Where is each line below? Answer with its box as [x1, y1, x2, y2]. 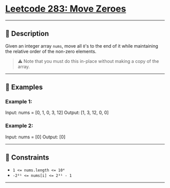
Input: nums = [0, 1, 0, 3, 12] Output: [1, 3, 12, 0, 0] [5, 109, 109, 116]
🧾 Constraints [5, 153, 50, 162]
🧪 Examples [5, 83, 43, 92]
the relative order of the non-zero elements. [5, 48, 97, 54]
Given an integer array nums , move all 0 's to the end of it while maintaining [5, 43, 158, 49]
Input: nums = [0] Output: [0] [5, 134, 66, 140]
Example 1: [5, 98, 32, 105]
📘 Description [5, 29, 49, 38]
